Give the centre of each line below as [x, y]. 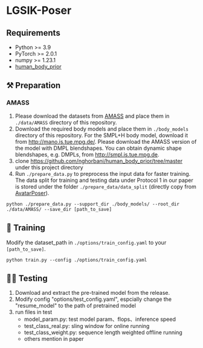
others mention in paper [54, 339]
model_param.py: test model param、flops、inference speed [100, 319]
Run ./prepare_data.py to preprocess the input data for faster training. [103, 173]
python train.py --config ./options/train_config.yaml [77, 260]
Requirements [33, 33]
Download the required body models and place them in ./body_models [102, 129]
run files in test [34, 312]
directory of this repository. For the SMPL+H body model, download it [101, 135]
